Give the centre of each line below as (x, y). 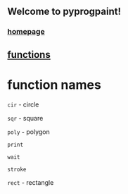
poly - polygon (29, 132)
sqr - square (25, 118)
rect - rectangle (31, 182)
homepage (26, 32)
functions (29, 55)
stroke (17, 169)
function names (55, 85)
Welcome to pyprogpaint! (64, 12)
